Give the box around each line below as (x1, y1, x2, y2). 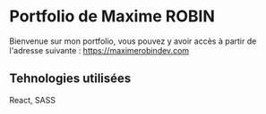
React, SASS (9, 94, 56, 105)
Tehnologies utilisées (9, 71, 132, 86)
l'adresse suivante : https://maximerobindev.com (9, 45, 190, 55)
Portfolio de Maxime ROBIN (9, 6, 215, 27)
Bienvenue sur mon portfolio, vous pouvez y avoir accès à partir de (9, 36, 257, 46)
